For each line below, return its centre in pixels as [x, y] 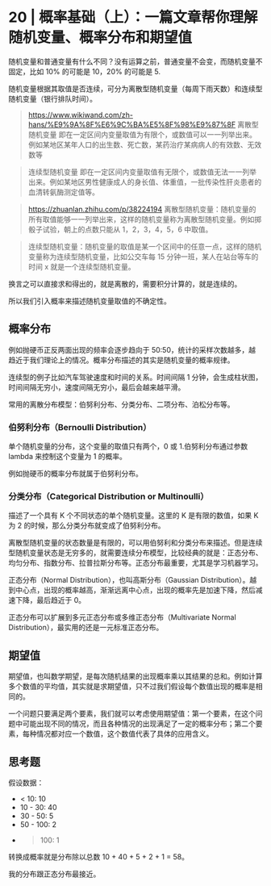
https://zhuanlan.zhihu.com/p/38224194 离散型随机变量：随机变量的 [142, 209]
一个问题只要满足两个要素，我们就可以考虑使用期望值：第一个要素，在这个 [132, 714]
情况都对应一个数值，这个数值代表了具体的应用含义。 [125, 734]
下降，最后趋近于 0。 [50, 600]
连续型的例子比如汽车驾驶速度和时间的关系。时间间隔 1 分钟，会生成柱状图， [135, 377]
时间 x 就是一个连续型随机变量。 [81, 266]
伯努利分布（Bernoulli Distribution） [80, 427]
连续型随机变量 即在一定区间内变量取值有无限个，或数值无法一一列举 [142, 172]
